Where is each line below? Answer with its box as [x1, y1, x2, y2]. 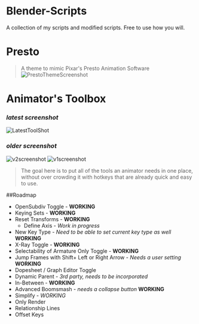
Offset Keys [14, 311, 44, 318]
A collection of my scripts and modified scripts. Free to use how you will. [6, 24, 185, 31]
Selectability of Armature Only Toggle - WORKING [14, 247, 139, 255]
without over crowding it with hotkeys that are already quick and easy [20, 173, 192, 181]
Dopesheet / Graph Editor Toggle [14, 266, 97, 273]
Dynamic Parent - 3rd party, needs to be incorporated [14, 273, 148, 280]
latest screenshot [6, 113, 59, 121]
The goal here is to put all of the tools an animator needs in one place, [20, 167, 193, 174]
